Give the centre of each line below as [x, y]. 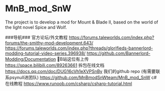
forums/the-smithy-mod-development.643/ [49, 43]
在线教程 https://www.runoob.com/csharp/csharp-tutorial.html [69, 83]
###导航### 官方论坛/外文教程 [37, 37]
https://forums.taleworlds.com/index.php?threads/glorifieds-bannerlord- [79, 48]
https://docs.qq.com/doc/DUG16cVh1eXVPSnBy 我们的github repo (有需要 [81, 71]
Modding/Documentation [31, 59]
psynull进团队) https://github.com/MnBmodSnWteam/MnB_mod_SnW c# [83, 77]
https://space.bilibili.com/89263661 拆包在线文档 [55, 65]
